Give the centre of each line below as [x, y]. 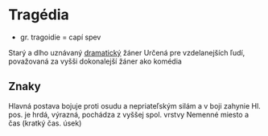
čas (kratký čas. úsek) [45, 123]
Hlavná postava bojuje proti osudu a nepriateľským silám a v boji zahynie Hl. [135, 105]
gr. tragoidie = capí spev [60, 37]
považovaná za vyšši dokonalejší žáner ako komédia [95, 61]
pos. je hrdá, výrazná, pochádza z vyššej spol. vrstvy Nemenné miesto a [129, 114]
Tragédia [39, 15]
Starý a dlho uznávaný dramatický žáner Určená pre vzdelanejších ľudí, [127, 52]
